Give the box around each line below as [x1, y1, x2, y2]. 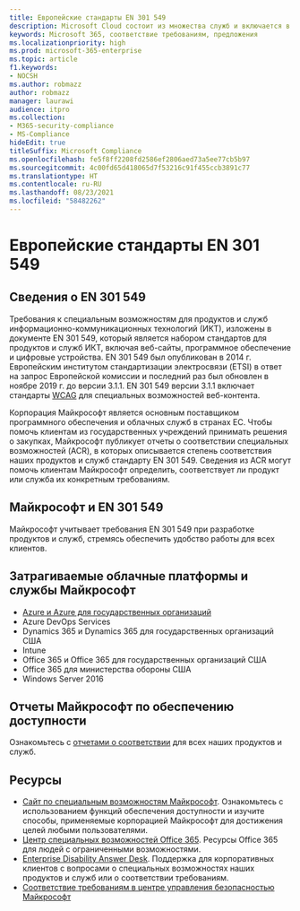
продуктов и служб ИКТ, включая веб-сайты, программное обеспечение [9, 342, 291, 352]
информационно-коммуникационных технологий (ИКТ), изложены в [9, 323, 272, 334]
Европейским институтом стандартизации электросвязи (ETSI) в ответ [9, 360, 282, 372]
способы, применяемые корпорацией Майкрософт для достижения [21, 815, 284, 826]
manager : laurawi [9, 96, 74, 106]
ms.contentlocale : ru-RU [9, 180, 102, 189]
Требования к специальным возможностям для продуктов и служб [9, 313, 269, 324]
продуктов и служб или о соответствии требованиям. [21, 872, 229, 883]
